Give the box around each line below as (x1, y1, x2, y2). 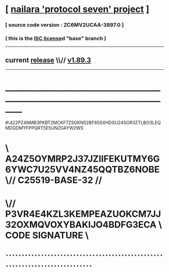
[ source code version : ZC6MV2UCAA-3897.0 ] (5, 22, 124, 29)
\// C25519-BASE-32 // (5, 175, 102, 186)
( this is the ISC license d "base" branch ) (5, 35, 107, 42)
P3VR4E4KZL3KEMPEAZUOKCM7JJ (5, 208, 161, 219)
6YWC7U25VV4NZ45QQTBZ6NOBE (5, 164, 160, 175)
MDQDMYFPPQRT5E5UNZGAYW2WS (5, 125, 84, 131)
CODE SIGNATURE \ (5, 229, 89, 241)
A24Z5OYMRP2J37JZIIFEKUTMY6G (5, 153, 160, 165)
